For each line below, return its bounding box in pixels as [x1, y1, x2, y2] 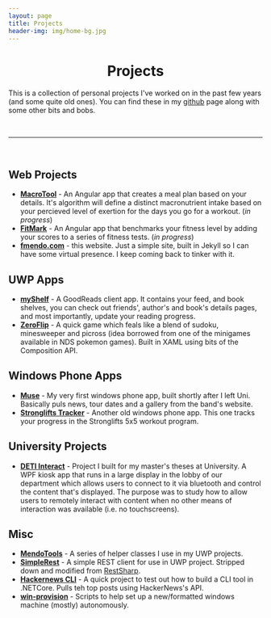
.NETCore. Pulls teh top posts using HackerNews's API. [19, 583, 204, 593]
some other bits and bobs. [8, 106, 96, 116]
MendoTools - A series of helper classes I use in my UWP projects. [19, 549, 244, 558]
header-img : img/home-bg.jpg [8, 27, 106, 35]
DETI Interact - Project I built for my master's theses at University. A [19, 461, 247, 471]
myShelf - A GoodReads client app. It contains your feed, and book [19, 294, 244, 304]
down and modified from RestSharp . [19, 566, 141, 576]
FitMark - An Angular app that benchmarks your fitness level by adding [19, 224, 258, 233]
